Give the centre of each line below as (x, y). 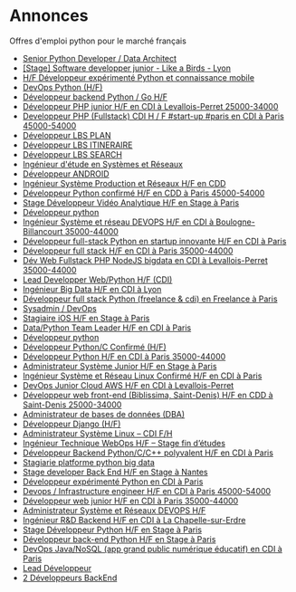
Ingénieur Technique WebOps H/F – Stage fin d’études (124, 443)
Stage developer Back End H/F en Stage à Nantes (115, 472)
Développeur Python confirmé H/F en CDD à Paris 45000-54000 (143, 193)
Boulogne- (235, 222)
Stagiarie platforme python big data (89, 462)
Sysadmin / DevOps (59, 308)
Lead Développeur (57, 568)
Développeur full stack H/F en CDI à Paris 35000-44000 (128, 251)
